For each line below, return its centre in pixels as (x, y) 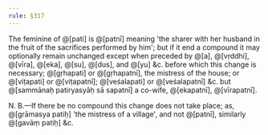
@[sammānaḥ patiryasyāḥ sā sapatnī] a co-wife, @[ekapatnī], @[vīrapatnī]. (133, 90)
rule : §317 (26, 16)
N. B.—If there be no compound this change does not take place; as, (122, 105)
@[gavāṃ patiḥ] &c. (41, 122)
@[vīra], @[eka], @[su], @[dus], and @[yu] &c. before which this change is (132, 64)
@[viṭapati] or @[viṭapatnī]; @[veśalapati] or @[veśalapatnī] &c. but (120, 81)
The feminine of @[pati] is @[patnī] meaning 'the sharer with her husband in (134, 39)
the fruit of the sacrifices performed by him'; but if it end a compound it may (134, 47)
